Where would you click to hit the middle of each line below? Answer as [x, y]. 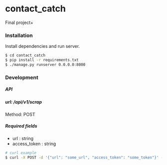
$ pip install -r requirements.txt [42, 60]
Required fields [21, 126]
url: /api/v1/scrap [24, 102]
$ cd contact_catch [25, 55]
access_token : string [34, 144]
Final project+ [19, 22]
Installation [19, 35]
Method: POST [20, 115]
